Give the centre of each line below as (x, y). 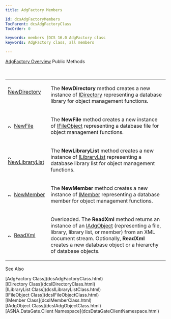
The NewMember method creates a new (99, 188)
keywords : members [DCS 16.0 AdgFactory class (55, 38)
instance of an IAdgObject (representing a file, (106, 226)
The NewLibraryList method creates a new (102, 151)
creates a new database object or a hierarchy (105, 245)
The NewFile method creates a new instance (104, 119)
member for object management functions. (102, 201)
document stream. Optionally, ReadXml (98, 238)
